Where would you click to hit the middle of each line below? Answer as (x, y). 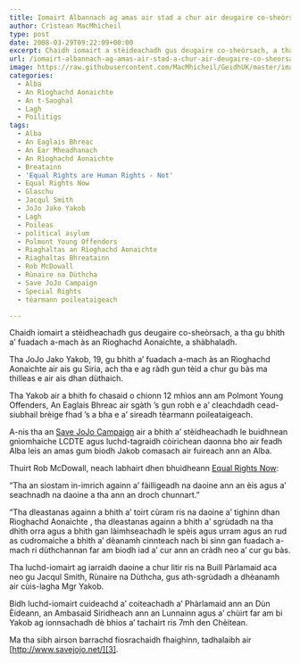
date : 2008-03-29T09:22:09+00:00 (71, 42)
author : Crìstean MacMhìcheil (66, 26)
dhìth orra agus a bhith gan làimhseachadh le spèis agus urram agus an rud (148, 531)
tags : (19, 126)
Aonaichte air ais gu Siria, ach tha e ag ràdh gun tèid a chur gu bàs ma (138, 369)
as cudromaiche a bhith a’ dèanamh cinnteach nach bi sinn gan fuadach (142, 541)
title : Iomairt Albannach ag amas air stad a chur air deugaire (131, 17)
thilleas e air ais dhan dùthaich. (66, 378)
